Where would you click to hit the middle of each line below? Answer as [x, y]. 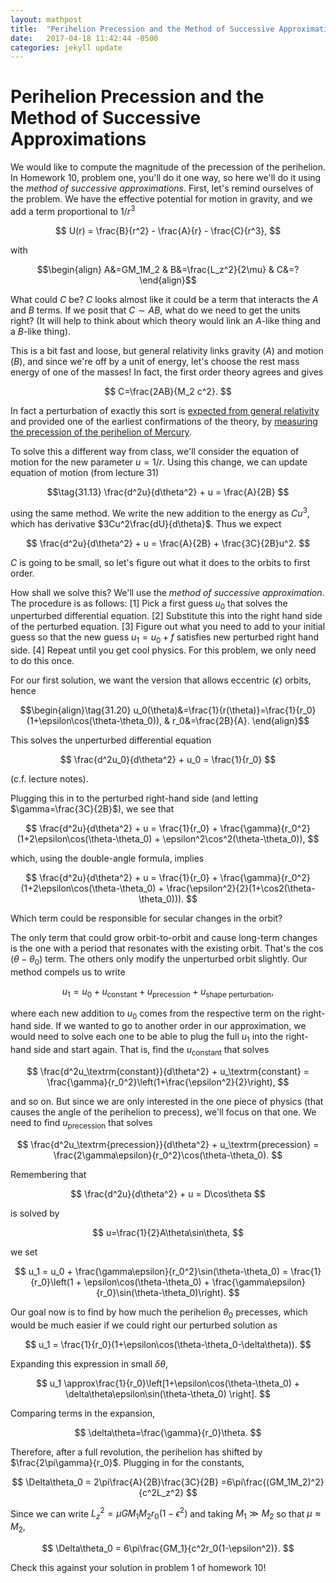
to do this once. [42, 661]
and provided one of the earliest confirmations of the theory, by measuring [164, 421]
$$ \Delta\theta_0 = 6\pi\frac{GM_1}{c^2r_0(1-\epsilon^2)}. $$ [168, 1548]
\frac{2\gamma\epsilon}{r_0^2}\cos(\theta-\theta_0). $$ [168, 1155]
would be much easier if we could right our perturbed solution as [144, 1325]
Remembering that [48, 1174]
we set [24, 1252]
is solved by [35, 1213]
